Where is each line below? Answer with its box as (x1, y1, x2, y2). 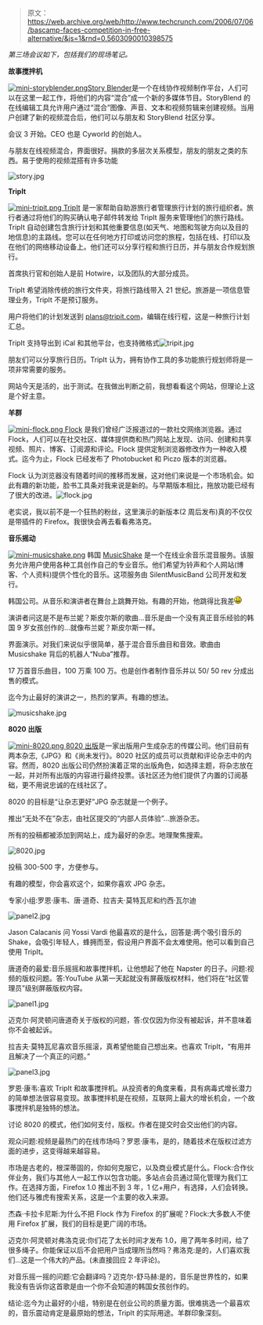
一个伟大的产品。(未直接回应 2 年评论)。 (34, 1255, 164, 1265)
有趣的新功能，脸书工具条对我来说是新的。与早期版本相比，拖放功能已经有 (14, 480, 255, 490)
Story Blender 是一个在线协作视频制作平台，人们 (87, 83, 242, 93)
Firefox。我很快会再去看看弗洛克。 (44, 517, 157, 527)
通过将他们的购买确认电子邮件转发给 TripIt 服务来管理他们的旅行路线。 (21, 213, 249, 222)
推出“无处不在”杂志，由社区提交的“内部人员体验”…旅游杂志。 (8, 814, 204, 823)
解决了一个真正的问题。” (14, 1052, 91, 1061)
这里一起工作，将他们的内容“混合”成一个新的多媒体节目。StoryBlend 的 (21, 93, 251, 103)
